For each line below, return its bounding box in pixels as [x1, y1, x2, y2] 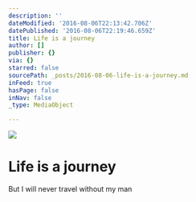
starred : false [8, 64, 59, 72]
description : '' [8, 11, 63, 20]
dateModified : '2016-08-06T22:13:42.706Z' [8, 19, 153, 27]
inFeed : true [8, 79, 52, 87]
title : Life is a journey [8, 34, 95, 42]
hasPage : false [8, 86, 59, 95]
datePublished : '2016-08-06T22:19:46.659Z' [8, 26, 157, 34]
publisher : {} [8, 49, 56, 57]
